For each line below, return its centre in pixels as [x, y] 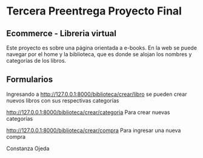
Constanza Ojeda [28, 148]
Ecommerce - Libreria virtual [62, 33]
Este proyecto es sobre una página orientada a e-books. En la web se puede [101, 48]
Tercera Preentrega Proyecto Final [94, 11]
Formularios [30, 80]
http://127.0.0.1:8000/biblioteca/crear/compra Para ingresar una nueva [94, 130]
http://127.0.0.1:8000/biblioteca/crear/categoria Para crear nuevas [88, 112]
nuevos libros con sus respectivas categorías [63, 100]
